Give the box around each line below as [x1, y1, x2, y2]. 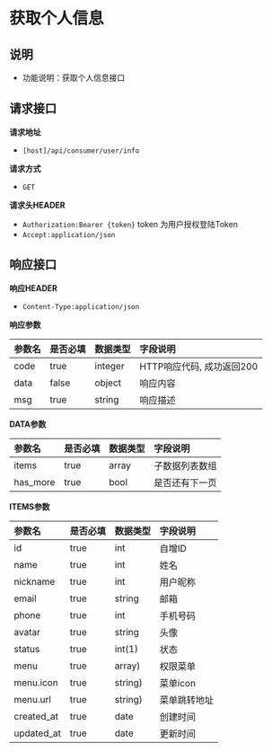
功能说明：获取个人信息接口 [22, 73, 126, 83]
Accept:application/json [22, 230, 116, 239]
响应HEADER [9, 282, 58, 293]
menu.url [13, 693, 52, 705]
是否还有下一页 [154, 476, 217, 489]
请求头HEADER [9, 199, 66, 210]
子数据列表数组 [154, 459, 217, 472]
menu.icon [13, 676, 58, 688]
